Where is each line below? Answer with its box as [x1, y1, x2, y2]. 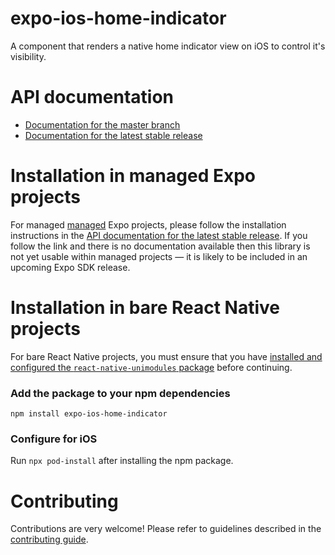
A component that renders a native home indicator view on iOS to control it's [10, 40, 326, 52]
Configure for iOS [10, 432, 98, 446]
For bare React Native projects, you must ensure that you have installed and [10, 350, 323, 362]
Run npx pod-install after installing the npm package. [10, 455, 234, 467]
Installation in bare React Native [10, 297, 281, 319]
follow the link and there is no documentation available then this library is [10, 240, 311, 252]
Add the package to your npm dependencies [10, 386, 231, 400]
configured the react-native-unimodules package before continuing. [10, 361, 293, 373]
